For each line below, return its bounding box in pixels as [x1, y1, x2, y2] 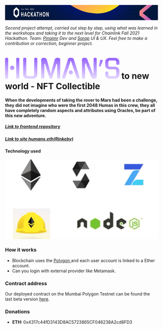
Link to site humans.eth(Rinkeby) [5, 136, 74, 142]
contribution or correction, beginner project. [5, 41, 93, 46]
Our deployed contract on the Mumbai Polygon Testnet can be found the [5, 291, 150, 297]
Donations [5, 308, 30, 315]
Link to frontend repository [5, 124, 61, 130]
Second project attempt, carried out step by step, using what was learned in [5, 25, 158, 31]
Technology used [5, 148, 41, 154]
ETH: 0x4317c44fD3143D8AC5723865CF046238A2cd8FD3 [12, 319, 132, 325]
